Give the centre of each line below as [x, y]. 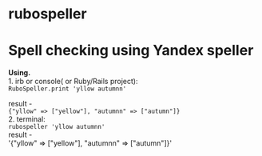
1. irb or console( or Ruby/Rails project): [73, 82]
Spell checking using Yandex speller [131, 51]
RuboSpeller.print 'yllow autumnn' [67, 89]
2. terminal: [27, 119]
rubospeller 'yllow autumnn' [57, 127]
